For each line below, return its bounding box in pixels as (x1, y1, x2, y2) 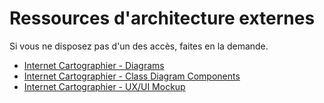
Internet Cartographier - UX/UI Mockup (23, 80, 186, 92)
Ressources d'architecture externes (9, 7, 316, 30)
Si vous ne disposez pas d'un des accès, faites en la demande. (9, 40, 269, 52)
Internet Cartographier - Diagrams (23, 59, 165, 71)
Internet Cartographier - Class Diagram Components (23, 70, 241, 82)
